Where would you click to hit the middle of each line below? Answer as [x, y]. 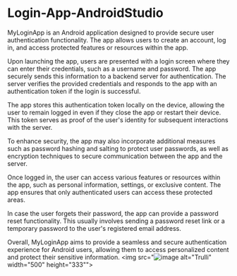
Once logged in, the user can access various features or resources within [114, 177]
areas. [17, 200]
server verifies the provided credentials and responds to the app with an [112, 83]
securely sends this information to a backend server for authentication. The [117, 76]
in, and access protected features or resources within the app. [98, 47]
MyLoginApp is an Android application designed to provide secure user [111, 32]
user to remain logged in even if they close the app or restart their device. [114, 112]
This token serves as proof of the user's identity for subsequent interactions [118, 120]
